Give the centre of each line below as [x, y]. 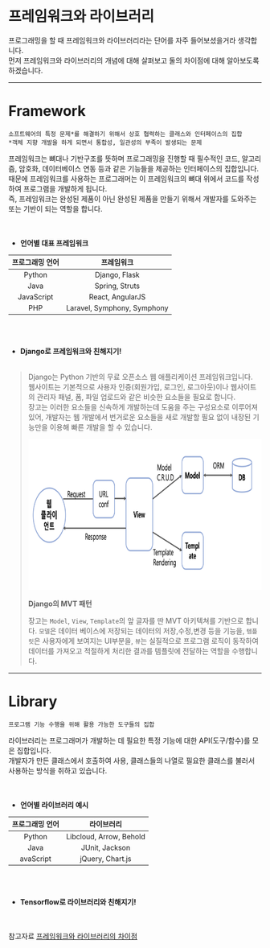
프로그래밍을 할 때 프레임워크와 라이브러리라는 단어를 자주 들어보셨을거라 [122, 40]
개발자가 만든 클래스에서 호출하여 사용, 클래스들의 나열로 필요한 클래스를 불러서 [132, 760]
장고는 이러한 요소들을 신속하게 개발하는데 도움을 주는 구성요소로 [129, 406]
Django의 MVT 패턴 [60, 604]
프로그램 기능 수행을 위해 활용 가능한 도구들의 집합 [82, 724]
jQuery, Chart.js [106, 859]
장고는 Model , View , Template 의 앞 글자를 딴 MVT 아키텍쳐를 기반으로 [136, 620]
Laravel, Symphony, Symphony [117, 308]
